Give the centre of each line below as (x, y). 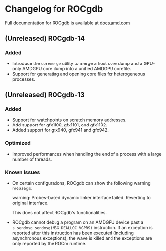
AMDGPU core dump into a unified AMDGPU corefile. (77, 68)
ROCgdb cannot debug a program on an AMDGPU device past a (78, 222)
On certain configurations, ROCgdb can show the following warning (81, 183)
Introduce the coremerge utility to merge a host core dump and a (77, 63)
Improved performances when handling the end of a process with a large (87, 154)
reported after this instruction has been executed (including (73, 233)
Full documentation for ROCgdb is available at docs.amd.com (68, 23)
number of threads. (32, 159)
